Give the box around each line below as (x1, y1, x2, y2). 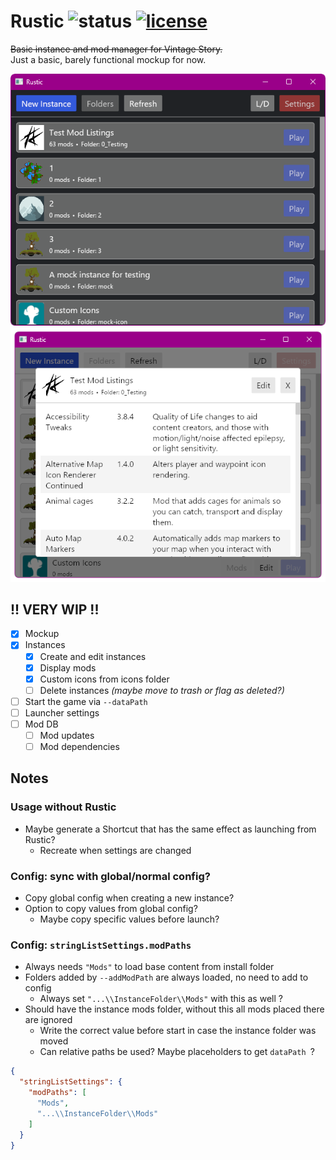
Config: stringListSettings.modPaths (10, 938, 192, 952)
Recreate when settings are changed (39, 844, 192, 856)
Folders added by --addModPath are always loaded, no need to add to (24, 971, 309, 984)
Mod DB (24, 718, 59, 730)
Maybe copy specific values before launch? (39, 913, 220, 925)
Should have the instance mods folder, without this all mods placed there (24, 1003, 325, 1015)
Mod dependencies (39, 741, 120, 753)
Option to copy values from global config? (24, 903, 198, 915)
